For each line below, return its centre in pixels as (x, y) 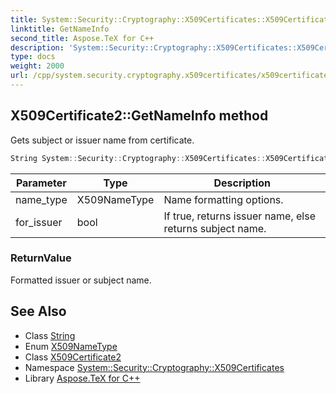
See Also (38, 311)
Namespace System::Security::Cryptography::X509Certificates (154, 367)
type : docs (33, 57)
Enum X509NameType (71, 346)
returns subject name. (215, 228)
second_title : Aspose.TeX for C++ (82, 38)
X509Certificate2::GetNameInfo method (139, 116)
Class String (50, 335)
